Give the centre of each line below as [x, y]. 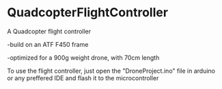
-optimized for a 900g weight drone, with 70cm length [83, 57]
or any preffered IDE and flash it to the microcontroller [83, 78]
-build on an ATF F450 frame [48, 44]
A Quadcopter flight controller [49, 31]
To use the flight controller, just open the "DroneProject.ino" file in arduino [111, 71]
